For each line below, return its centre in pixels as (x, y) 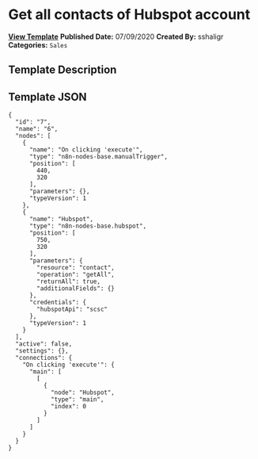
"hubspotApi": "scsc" (72, 310)
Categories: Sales (38, 44)
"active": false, (44, 344)
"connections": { (44, 358)
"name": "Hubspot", (61, 220)
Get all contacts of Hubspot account (129, 15)
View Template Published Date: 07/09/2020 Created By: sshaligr (116, 36)
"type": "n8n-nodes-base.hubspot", (88, 226)
